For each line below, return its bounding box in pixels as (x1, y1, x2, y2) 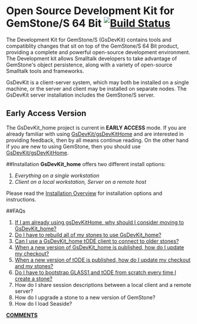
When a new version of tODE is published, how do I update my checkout (14, 256, 191, 263)
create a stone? (14, 275, 53, 282)
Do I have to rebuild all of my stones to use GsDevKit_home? (14, 231, 162, 238)
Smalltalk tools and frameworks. (6, 67, 84, 74)
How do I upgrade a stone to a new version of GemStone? (14, 293, 156, 301)
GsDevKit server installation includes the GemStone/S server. (6, 91, 155, 98)
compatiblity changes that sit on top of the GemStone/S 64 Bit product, (6, 42, 179, 49)
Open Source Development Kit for (6, 4, 175, 18)
